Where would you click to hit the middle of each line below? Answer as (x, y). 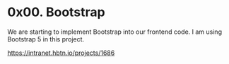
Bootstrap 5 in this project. (46, 39)
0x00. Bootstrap (56, 12)
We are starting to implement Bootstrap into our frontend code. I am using (115, 32)
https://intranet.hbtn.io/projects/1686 (61, 53)
